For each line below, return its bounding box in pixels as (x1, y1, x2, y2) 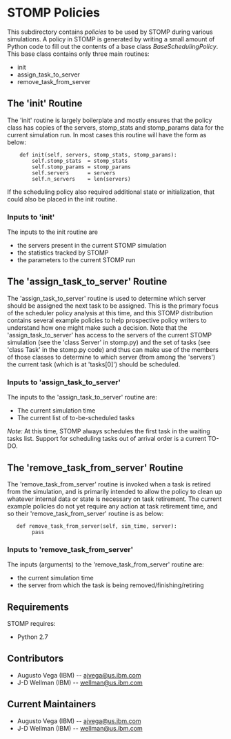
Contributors (7, 653, 64, 664)
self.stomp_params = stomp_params (32, 164, 131, 170)
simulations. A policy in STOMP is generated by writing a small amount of (7, 35, 215, 43)
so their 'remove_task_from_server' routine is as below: (7, 509, 164, 518)
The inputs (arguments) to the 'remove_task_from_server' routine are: (7, 560, 205, 569)
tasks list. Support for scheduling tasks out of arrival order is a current (7, 435, 207, 443)
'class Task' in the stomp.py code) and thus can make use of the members (7, 345, 219, 353)
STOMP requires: (7, 620, 56, 628)
